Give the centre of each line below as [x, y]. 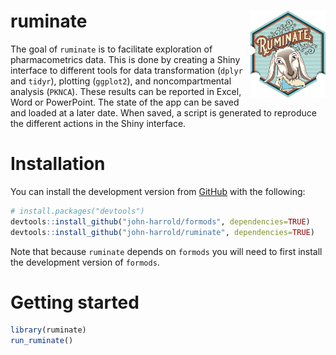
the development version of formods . [85, 262]
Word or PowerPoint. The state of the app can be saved [125, 102]
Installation [58, 164]
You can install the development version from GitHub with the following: [158, 191]
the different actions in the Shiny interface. [98, 123]
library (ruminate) [48, 330]
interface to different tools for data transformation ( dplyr [126, 70]
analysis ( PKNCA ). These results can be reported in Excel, [126, 91]
